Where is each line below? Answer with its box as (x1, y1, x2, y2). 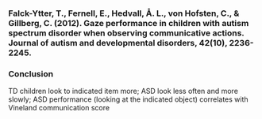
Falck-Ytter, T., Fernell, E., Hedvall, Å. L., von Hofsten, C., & (8, 8, 240, 19)
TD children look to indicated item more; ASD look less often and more (8, 87, 238, 96)
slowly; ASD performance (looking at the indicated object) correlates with (8, 95, 249, 104)
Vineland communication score (8, 103, 110, 113)
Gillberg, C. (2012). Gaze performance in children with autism (8, 17, 249, 28)
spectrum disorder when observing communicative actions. (8, 28, 245, 39)
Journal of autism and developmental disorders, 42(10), (8, 37, 228, 48)
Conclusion (8, 68, 54, 79)
